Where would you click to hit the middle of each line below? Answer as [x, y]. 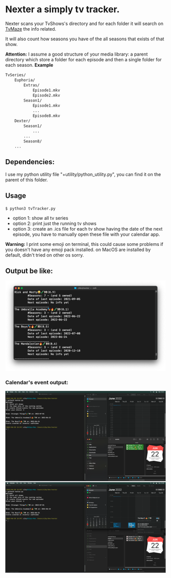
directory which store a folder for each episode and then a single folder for [83, 59]
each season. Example [29, 65]
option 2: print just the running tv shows [54, 223]
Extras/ [32, 85]
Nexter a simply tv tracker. [63, 9]
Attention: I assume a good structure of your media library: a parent [77, 54]
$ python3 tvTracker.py [31, 208]
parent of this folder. [27, 180]
